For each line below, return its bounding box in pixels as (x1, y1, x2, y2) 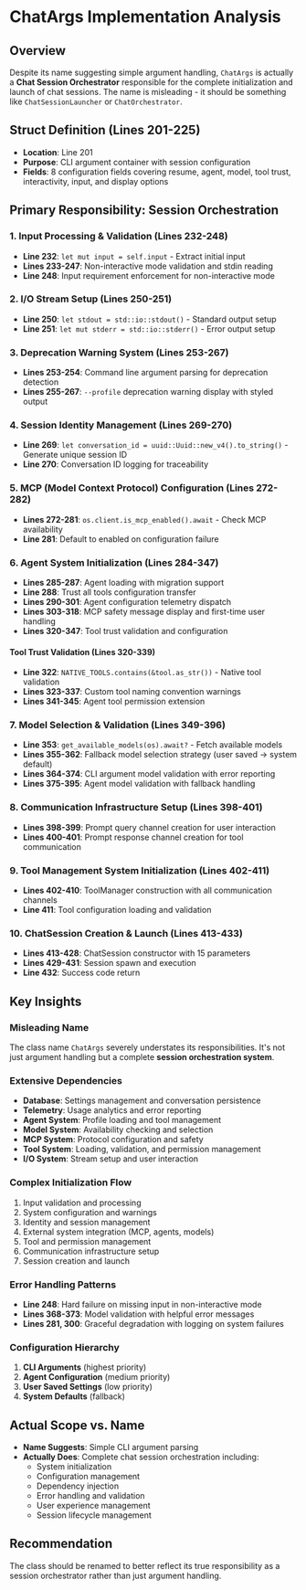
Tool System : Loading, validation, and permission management (22, 1144, 262, 1155)
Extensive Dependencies (9, 1074, 123, 1086)
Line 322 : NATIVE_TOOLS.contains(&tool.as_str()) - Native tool (22, 667, 262, 678)
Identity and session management (22, 1216, 151, 1227)
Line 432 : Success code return (22, 967, 141, 979)
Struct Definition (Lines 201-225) (9, 122, 201, 138)
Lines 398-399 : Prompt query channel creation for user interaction (22, 821, 277, 832)
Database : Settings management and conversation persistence (22, 1095, 261, 1107)
